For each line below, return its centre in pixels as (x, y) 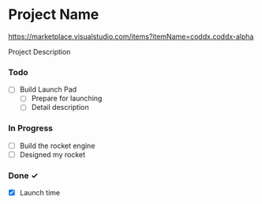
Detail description (60, 108)
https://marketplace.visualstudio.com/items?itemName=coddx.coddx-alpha (131, 36)
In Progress (31, 128)
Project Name (54, 15)
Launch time (40, 193)
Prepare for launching (67, 98)
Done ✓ (23, 176)
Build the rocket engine (57, 145)
